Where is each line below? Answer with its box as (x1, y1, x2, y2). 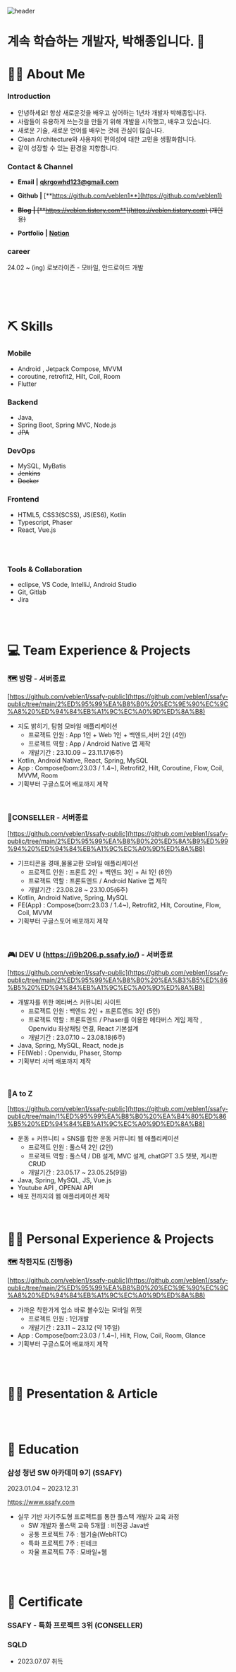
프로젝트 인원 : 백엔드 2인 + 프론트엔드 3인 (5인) (27, 1007, 161, 1015)
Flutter (17, 380, 37, 388)
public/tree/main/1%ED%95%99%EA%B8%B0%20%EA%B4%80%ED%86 (7, 1112, 227, 1121)
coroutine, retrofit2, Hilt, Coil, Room (17, 372, 121, 380)
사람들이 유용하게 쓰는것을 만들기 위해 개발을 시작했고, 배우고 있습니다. (17, 117, 211, 126)
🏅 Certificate (7, 1594, 83, 1610)
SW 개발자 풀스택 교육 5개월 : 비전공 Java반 (27, 1521, 149, 1530)
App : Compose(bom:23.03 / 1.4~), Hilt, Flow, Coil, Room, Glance (17, 1331, 206, 1340)
